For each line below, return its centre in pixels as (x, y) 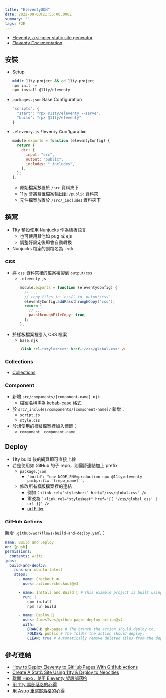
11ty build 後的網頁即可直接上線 (44, 459)
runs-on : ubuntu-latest (39, 570)
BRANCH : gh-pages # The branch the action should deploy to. (91, 629)
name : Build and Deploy (30, 542)
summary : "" (17, 19)
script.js (30, 415)
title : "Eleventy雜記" (28, 10)
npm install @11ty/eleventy (41, 90)
